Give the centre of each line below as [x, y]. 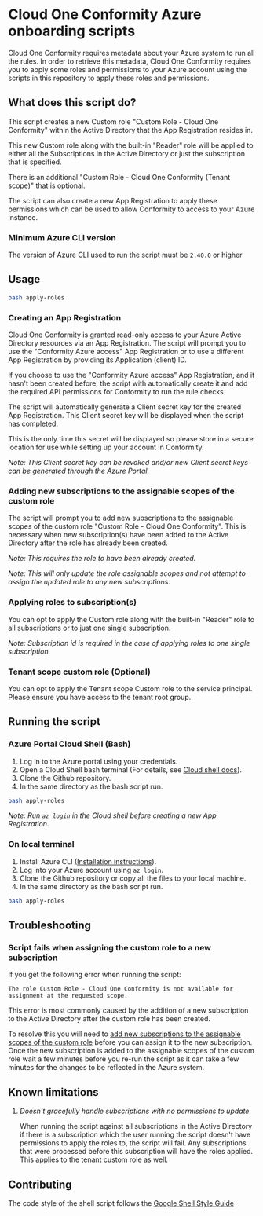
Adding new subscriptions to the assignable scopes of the [121, 491]
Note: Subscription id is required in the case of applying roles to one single [129, 643]
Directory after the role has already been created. [88, 543]
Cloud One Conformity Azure [105, 15]
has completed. [33, 424]
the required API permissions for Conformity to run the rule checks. [117, 392]
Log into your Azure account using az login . [91, 870]
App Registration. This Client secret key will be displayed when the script [126, 416]
